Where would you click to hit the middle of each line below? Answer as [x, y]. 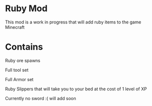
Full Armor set [19, 79]
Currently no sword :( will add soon [41, 98]
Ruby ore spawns [23, 60]
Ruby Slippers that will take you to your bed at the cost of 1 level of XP [76, 89]
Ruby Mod [26, 9]
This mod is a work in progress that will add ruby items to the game [73, 22]
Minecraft [15, 27]
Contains [24, 47]
